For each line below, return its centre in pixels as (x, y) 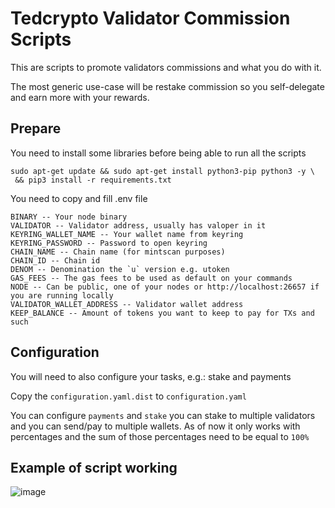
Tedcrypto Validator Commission (150, 18)
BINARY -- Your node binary (69, 217)
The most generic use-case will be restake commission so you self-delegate (167, 86)
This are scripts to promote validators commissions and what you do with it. (166, 67)
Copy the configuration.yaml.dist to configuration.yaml (128, 396)
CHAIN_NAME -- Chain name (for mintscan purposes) (118, 252)
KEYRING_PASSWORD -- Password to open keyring (109, 243)
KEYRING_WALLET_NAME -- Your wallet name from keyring (127, 234)
